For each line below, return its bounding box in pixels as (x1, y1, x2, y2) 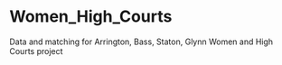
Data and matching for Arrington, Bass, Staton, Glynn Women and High (9, 36, 274, 47)
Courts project (9, 45, 63, 56)
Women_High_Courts (9, 6, 173, 27)
